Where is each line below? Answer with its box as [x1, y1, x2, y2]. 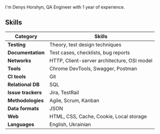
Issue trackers [7, 89, 42, 96]
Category [14, 33, 38, 40]
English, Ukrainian [49, 121, 91, 128]
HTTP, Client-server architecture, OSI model [49, 57, 153, 64]
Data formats [7, 105, 39, 112]
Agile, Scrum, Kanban [49, 97, 99, 104]
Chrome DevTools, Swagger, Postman [49, 65, 137, 72]
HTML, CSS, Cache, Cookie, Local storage [49, 113, 147, 120]
